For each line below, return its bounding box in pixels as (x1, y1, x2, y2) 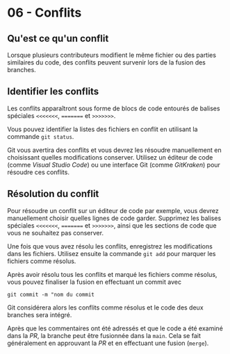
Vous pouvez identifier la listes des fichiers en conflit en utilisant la (7, 125, 198, 133)
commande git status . (7, 132, 74, 140)
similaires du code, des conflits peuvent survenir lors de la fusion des (7, 58, 206, 67)
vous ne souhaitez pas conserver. (7, 228, 104, 237)
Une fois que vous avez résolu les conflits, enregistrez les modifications (7, 242, 213, 251)
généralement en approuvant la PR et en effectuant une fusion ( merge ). (7, 339, 209, 347)
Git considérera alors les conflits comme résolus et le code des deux (7, 303, 204, 312)
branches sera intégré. (7, 310, 72, 319)
